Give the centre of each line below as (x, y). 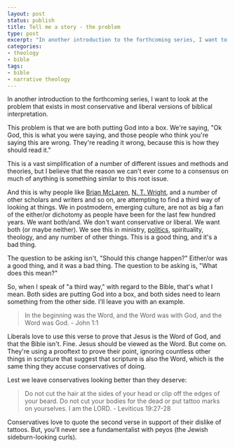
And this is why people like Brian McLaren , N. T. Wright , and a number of (112, 192)
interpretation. (28, 114)
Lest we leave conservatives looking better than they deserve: (97, 380)
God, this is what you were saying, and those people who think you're (108, 135)
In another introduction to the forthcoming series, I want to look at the (108, 99)
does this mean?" (33, 273)
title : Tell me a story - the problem (64, 27)
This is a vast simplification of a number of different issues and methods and (118, 164)
